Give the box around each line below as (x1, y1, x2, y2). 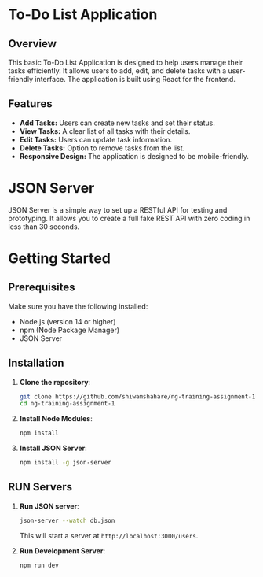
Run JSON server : (19, 501, 80, 511)
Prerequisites (8, 281, 75, 294)
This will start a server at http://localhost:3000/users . (19, 531, 199, 540)
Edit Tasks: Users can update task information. (19, 135, 173, 144)
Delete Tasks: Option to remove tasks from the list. (19, 143, 185, 153)
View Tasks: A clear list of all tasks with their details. (19, 126, 191, 135)
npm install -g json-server (19, 459, 111, 467)
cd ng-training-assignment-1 (19, 400, 115, 408)
